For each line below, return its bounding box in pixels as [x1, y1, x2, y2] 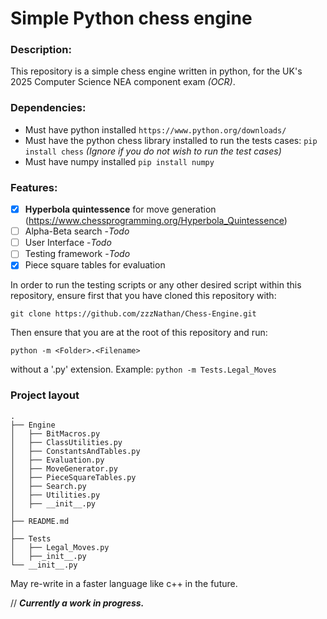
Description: [10, 43, 72, 57]
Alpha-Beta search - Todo [24, 225, 130, 237]
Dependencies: [10, 101, 87, 115]
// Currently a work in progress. [10, 597, 145, 609]
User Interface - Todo [24, 237, 112, 249]
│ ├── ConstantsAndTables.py [10, 446, 141, 456]
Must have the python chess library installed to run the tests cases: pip [24, 134, 318, 146]
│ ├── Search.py [10, 481, 87, 491]
